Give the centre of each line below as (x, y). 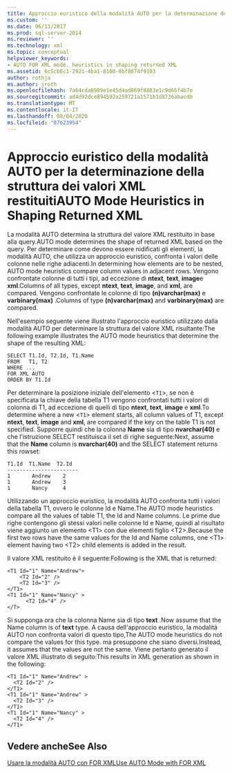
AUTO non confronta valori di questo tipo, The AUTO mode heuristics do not (115, 635)
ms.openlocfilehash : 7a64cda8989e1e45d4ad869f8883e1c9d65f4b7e (100, 90)
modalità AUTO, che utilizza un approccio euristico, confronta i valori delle (113, 257)
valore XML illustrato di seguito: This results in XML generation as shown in (113, 657)
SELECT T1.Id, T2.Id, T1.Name (51, 356)
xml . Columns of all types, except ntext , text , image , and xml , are (100, 286)
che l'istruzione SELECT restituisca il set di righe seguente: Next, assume (110, 437)
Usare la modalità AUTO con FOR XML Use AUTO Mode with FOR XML (107, 763)
